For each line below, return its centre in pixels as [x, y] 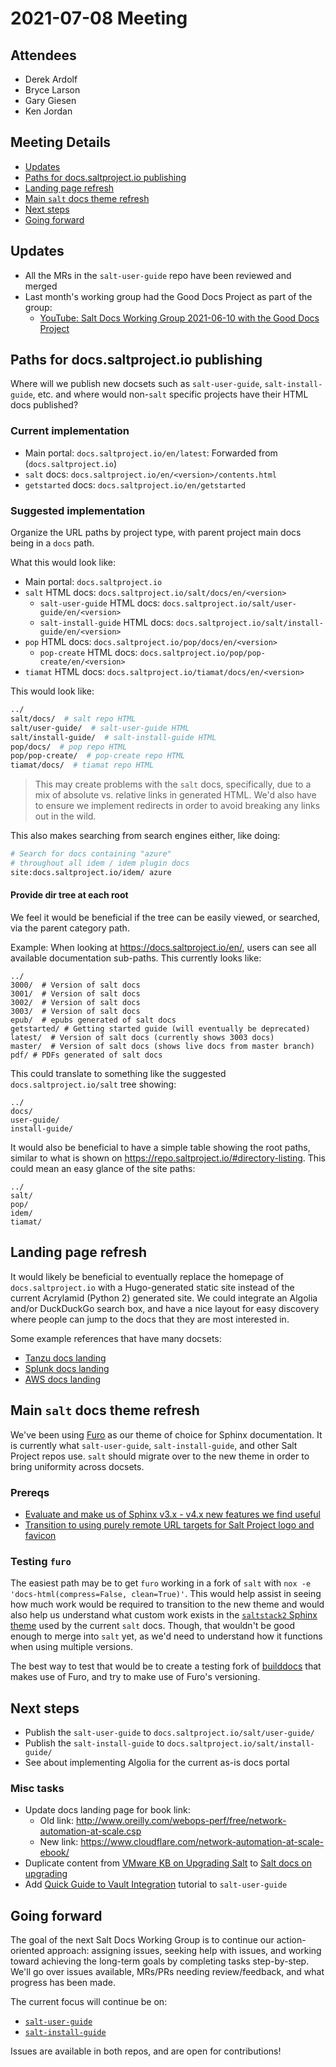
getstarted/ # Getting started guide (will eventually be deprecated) [160, 1028]
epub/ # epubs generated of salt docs [93, 1020]
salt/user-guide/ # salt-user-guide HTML [100, 728]
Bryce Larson [52, 90]
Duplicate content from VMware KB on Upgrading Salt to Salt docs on [168, 1863]
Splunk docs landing [67, 1368]
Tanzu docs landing [65, 1358]
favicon [40, 1535]
